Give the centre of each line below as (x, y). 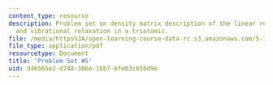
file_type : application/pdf (56, 46)
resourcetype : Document (49, 53)
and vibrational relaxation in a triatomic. (92, 31)
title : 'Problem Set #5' (50, 62)
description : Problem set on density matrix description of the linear (132, 23)
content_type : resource (49, 16)
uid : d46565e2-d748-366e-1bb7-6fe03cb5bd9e (83, 69)
